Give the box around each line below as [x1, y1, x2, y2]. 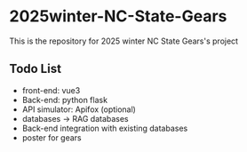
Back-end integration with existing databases [21, 123, 188, 133]
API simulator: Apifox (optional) [21, 104, 136, 115]
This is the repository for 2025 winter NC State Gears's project [9, 36, 238, 46]
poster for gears [21, 132, 82, 143]
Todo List [9, 61, 62, 76]
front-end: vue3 [21, 84, 81, 95]
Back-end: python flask [21, 94, 108, 105]
